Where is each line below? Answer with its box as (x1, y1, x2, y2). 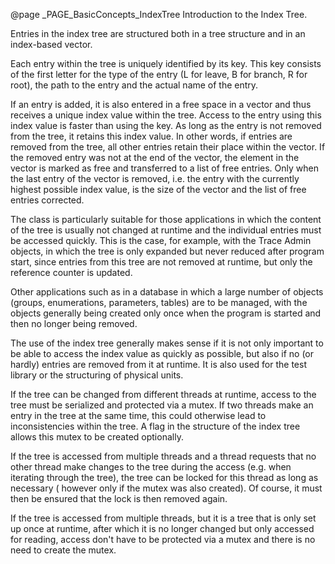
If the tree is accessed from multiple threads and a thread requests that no (10, 450, 317, 462)
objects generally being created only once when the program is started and (10, 307, 322, 319)
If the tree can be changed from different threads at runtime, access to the (10, 389, 317, 400)
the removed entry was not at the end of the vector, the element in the (10, 152, 300, 163)
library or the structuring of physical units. (10, 369, 184, 381)
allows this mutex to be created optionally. (10, 431, 184, 443)
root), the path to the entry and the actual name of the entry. (10, 79, 259, 91)
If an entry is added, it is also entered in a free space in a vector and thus (10, 99, 312, 110)
